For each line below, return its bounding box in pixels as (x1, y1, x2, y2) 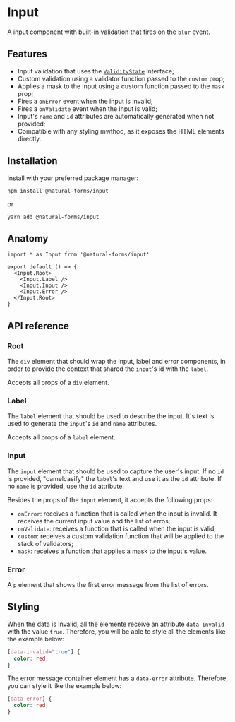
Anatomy (7, 232, 49, 244)
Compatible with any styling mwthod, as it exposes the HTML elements (17, 126, 224, 135)
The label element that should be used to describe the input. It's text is (7, 412, 215, 420)
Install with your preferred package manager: (7, 174, 139, 182)
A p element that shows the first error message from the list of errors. (7, 580, 209, 588)
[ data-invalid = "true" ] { (7, 648, 80, 656)
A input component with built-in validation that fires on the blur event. (7, 28, 210, 36)
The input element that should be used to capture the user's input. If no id (7, 467, 224, 475)
